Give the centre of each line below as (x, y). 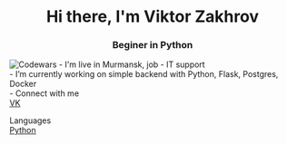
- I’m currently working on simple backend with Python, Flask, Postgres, (144, 74)
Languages (30, 120)
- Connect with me (45, 93)
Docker (23, 84)
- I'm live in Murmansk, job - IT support (132, 64)
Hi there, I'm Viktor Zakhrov (153, 17)
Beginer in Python (153, 45)
